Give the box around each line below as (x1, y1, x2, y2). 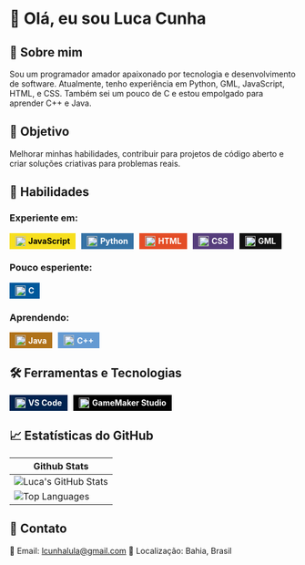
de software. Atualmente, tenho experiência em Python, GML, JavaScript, (9, 78, 285, 89)
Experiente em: (9, 211, 79, 224)
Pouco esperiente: (9, 262, 93, 274)
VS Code (28, 397, 63, 408)
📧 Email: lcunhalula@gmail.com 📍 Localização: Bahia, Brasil (9, 545, 232, 556)
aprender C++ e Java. (9, 98, 92, 108)
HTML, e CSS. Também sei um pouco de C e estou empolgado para (9, 88, 264, 98)
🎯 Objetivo (9, 124, 70, 139)
